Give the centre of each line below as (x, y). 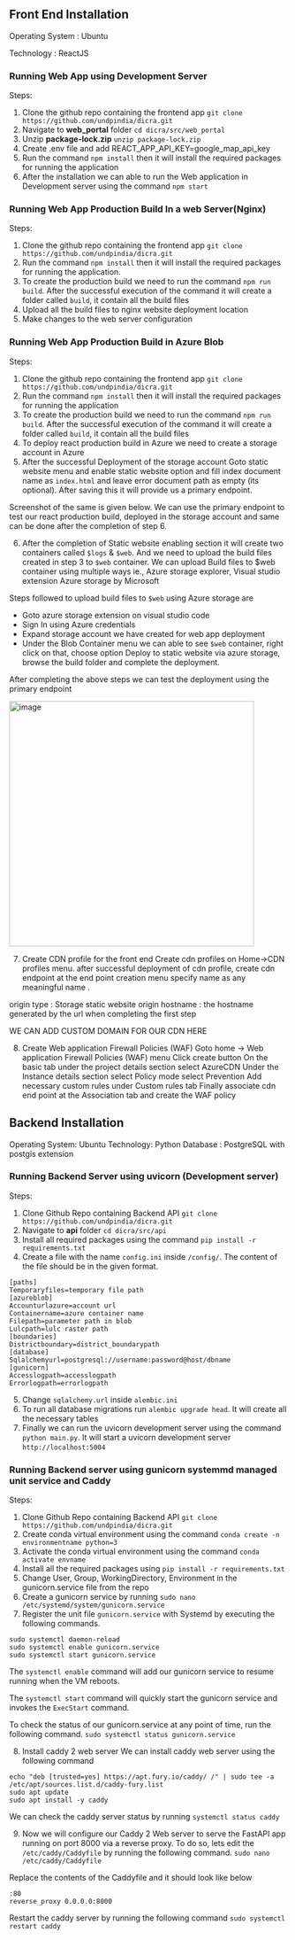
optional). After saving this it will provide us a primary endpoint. (137, 490)
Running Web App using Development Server (108, 76)
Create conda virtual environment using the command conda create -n (151, 1534)
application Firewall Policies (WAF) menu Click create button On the (145, 1057)
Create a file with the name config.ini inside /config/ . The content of (150, 1256)
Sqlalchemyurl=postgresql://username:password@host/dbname (120, 1360)
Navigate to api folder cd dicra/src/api (94, 1230)
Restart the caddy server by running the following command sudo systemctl (147, 1918)
